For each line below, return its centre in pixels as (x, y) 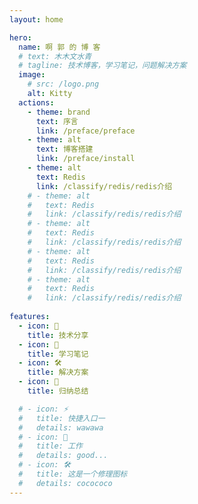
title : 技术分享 (58, 335)
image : (32, 75)
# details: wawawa (61, 427)
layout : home (36, 19)
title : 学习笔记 (58, 354)
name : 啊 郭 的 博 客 (59, 47)
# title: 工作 (50, 446)
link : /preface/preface (85, 131)
